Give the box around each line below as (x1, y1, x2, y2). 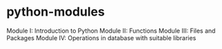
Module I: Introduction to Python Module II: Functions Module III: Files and (6, 27, 216, 35)
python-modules (6, 4, 105, 20)
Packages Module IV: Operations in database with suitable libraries (6, 33, 196, 42)
